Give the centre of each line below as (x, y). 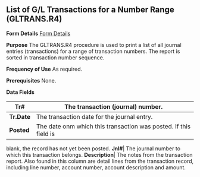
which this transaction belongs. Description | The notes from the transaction (99, 154)
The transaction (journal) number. (114, 106)
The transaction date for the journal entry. (94, 116)
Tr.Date (20, 116)
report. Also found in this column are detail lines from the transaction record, (100, 161)
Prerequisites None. (31, 80)
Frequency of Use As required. (44, 69)
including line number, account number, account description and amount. (96, 167)
